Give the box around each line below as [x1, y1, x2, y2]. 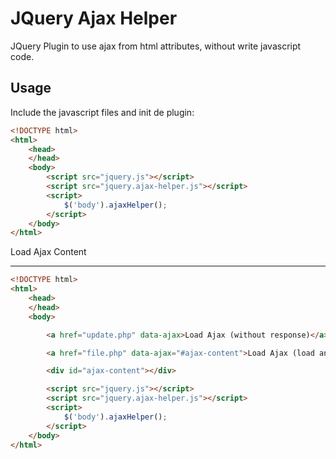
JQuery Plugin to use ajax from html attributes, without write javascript [10, 40, 302, 52]
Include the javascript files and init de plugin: [10, 106, 195, 118]
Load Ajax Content [10, 246, 87, 258]
